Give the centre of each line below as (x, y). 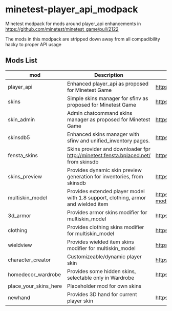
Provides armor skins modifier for (107, 212)
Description (109, 75)
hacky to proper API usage (33, 44)
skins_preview (25, 176)
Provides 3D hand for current (102, 294)
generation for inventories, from (105, 176)
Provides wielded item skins (100, 242)
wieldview (20, 245)
